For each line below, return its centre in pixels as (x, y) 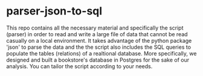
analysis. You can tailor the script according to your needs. (79, 66)
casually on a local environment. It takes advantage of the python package (99, 40)
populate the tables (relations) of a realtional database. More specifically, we (101, 53)
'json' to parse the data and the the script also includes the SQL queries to (99, 47)
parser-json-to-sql (54, 11)
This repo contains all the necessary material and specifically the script (95, 28)
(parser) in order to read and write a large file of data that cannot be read (97, 34)
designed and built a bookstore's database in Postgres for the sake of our (98, 60)
